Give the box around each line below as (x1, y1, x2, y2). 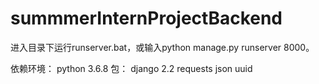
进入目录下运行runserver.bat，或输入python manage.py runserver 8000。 (10, 41, 315, 53)
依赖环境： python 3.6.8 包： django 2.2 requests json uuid (10, 62, 253, 74)
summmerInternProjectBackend (10, 7, 283, 30)
